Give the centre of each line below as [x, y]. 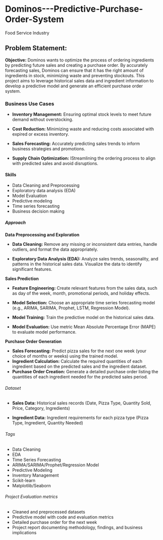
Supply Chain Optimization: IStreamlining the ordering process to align [84, 158]
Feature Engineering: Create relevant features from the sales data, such [85, 288]
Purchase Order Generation [33, 341]
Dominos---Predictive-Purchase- [74, 9]
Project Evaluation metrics [31, 497]
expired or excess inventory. [40, 134]
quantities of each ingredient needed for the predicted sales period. [80, 377]
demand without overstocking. [43, 120]
